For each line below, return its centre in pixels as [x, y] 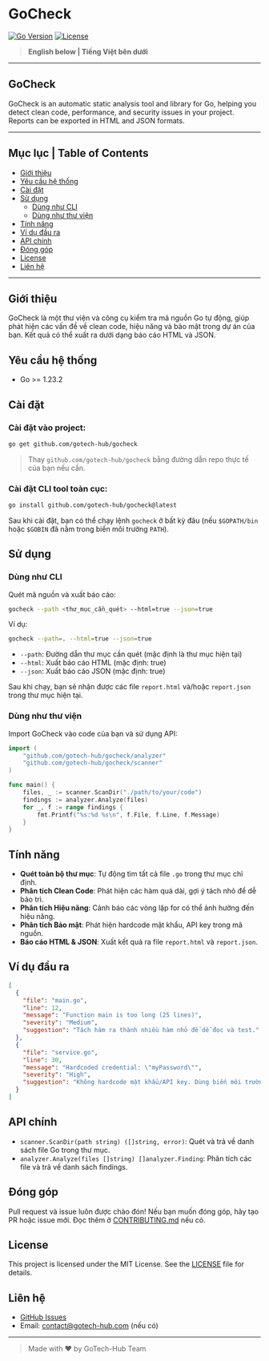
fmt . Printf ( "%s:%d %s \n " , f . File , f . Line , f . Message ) [128, 815]
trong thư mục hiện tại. [46, 695]
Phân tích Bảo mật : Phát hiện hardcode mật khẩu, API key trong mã [131, 925]
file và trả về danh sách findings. [74, 1166]
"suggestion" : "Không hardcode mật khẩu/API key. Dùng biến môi [132, 1082]
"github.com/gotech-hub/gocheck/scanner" [92, 763]
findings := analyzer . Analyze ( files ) [86, 800]
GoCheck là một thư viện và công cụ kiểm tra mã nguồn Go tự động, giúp [129, 318]
